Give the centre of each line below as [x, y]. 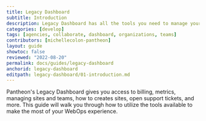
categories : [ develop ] [35, 29]
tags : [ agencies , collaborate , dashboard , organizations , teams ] [91, 35]
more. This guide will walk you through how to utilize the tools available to [100, 105]
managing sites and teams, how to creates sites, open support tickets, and [100, 98]
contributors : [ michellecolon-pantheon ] [59, 40]
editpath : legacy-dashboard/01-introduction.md [68, 75]
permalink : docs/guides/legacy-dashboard [60, 63]
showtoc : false [26, 52]
